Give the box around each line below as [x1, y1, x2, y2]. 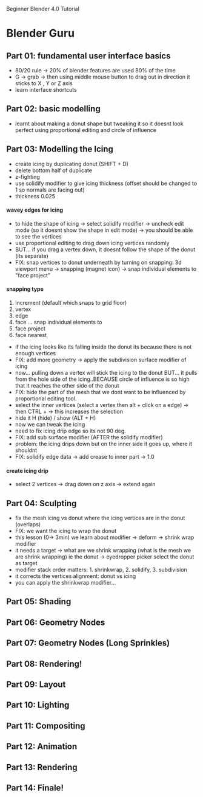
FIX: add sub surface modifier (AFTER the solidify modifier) [15, 434, 163, 441]
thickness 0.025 [15, 192, 56, 200]
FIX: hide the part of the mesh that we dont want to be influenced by [15, 389, 186, 396]
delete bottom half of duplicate [15, 167, 93, 174]
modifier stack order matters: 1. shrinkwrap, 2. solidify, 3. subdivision [15, 566, 188, 574]
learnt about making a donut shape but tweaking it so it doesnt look [15, 120, 184, 127]
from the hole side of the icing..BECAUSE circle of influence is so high [15, 375, 190, 383]
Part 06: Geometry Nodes [6, 617, 105, 627]
